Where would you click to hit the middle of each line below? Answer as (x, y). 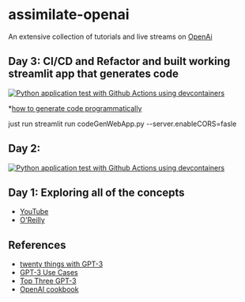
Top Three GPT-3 (48, 281)
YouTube (34, 212)
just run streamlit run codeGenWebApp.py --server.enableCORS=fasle (122, 124)
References (37, 245)
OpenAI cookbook (49, 289)
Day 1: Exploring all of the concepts (96, 192)
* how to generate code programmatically (75, 108)
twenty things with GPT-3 (61, 264)
